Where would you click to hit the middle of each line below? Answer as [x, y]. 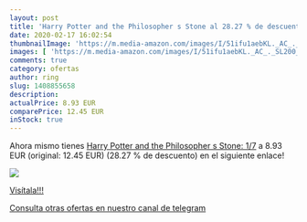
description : [34, 94]
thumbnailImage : [40, 43]
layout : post [34, 18]
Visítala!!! [26, 190]
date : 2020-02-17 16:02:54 [61, 35]
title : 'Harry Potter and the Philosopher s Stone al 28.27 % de [136, 26]
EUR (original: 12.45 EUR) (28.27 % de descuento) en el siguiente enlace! [147, 155]
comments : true [38, 60]
